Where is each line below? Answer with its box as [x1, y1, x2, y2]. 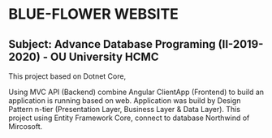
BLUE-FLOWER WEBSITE [8, 5, 179, 24]
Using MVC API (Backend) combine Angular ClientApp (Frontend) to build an [8, 87, 265, 97]
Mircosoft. [8, 122, 43, 131]
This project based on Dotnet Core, [8, 71, 127, 81]
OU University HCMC [50, 50, 159, 63]
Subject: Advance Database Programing [8, 37, 217, 51]
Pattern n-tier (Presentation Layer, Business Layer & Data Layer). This [8, 105, 241, 114]
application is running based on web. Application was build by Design [8, 96, 241, 106]
